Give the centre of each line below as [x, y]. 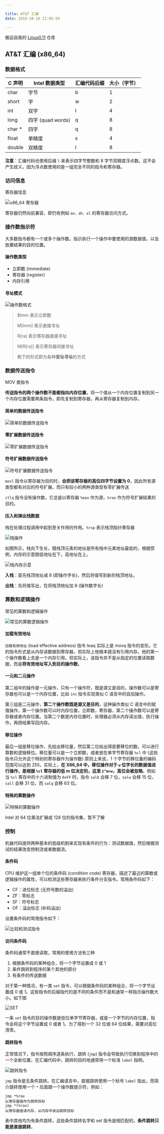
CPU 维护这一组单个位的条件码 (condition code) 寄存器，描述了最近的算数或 [81, 873]
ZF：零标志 [23, 896]
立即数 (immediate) [31, 268]
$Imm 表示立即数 [34, 315]
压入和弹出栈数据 [22, 516]
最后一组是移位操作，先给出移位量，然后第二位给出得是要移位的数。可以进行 [82, 746]
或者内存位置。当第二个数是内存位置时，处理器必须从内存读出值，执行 [84, 717]
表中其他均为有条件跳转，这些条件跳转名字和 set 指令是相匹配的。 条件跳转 [80, 1121]
